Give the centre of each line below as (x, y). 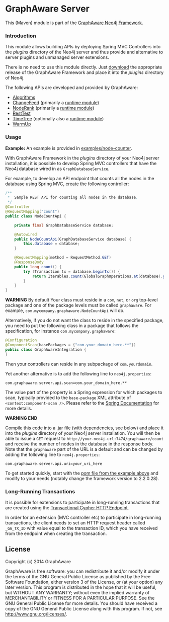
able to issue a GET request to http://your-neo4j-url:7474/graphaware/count (84, 438)
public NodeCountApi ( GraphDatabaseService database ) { (73, 239)
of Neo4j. (15, 78)
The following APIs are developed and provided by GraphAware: (72, 88)
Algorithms (24, 97)
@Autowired (26, 235)
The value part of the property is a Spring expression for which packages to (84, 392)
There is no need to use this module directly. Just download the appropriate (84, 67)
